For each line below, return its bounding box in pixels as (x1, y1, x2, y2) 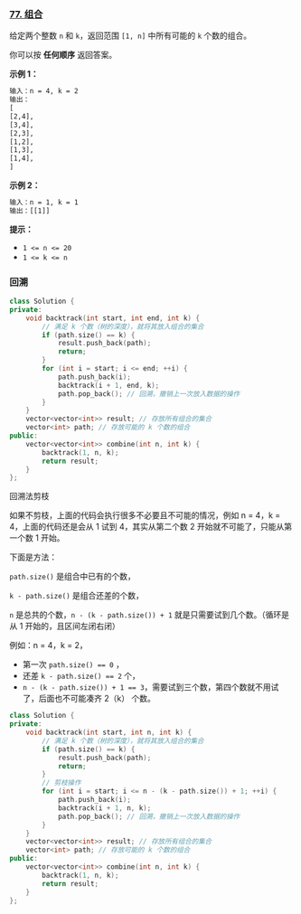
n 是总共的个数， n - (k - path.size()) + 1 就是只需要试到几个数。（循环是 (9, 609, 290, 620)
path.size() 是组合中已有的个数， (9, 571, 136, 582)
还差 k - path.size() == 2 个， (22, 671, 140, 682)
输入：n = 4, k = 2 (9, 87, 79, 96)
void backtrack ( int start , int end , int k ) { (25, 314, 201, 323)
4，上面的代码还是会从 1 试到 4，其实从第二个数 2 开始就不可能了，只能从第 (9, 522, 293, 532)
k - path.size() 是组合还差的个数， (9, 590, 145, 601)
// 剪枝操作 (42, 778, 81, 787)
